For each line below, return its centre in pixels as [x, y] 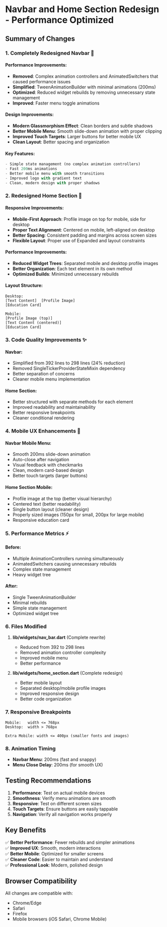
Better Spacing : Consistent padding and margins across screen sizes [85, 235]
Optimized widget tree [35, 613]
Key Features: [20, 153]
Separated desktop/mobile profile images [63, 688]
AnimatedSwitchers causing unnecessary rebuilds [64, 564]
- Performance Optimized [60, 20]
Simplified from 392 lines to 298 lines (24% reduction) [69, 363]
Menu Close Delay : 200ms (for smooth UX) [58, 765]
